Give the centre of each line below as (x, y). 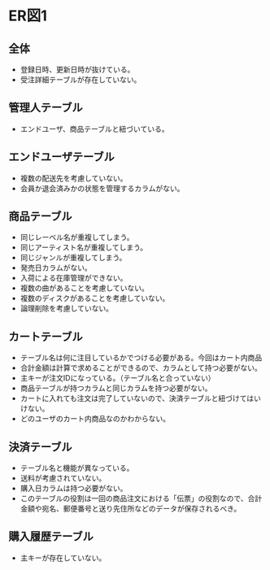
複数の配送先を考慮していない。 (74, 178)
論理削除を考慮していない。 (67, 308)
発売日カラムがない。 (56, 268)
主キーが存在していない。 (63, 558)
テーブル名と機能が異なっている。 (77, 468)
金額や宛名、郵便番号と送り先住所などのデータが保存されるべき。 (131, 509)
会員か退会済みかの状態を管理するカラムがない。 (102, 188)
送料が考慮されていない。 (63, 478)
